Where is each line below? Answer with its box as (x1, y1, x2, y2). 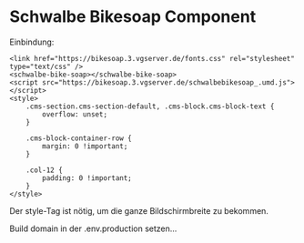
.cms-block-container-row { (25, 134, 132, 143)
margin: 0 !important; (42, 141, 128, 151)
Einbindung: (9, 36, 55, 47)
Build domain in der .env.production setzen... (9, 223, 177, 234)
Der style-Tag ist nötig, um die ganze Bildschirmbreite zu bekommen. (9, 205, 269, 216)
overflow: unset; (42, 109, 107, 119)
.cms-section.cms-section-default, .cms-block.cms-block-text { (25, 102, 275, 111)
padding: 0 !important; (42, 173, 132, 183)
